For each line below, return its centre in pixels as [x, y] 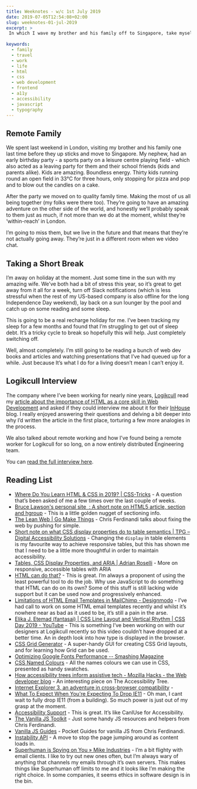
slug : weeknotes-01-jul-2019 [42, 22]
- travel [22, 55]
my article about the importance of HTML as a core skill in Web [82, 401]
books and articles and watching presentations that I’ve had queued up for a [98, 356]
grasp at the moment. [40, 706]
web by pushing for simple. [47, 525]
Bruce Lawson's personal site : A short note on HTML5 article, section [100, 507]
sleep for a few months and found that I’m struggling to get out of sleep [92, 326]
